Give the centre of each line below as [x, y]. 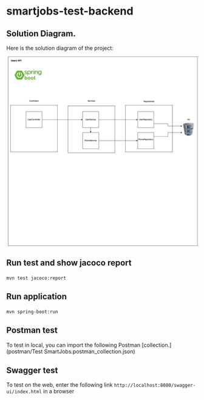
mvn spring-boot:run [32, 312]
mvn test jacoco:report [36, 278]
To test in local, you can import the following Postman [73, 345]
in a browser [59, 392]
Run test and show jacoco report [69, 263]
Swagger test [32, 370]
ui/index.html [24, 392]
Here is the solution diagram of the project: [60, 48]
